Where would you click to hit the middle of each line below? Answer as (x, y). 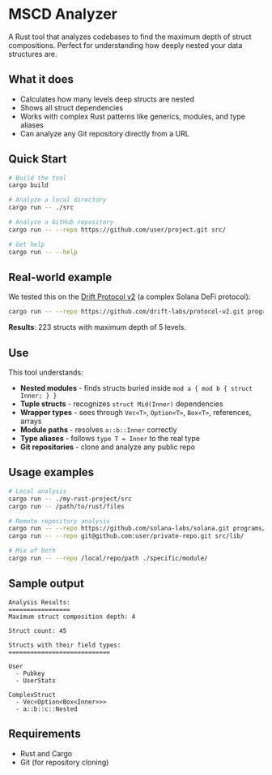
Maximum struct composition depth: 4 (72, 617)
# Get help (27, 245)
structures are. (33, 54)
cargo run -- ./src (41, 208)
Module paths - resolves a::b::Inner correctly (98, 430)
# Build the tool (38, 178)
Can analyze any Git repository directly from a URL (105, 133)
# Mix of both (32, 551)
